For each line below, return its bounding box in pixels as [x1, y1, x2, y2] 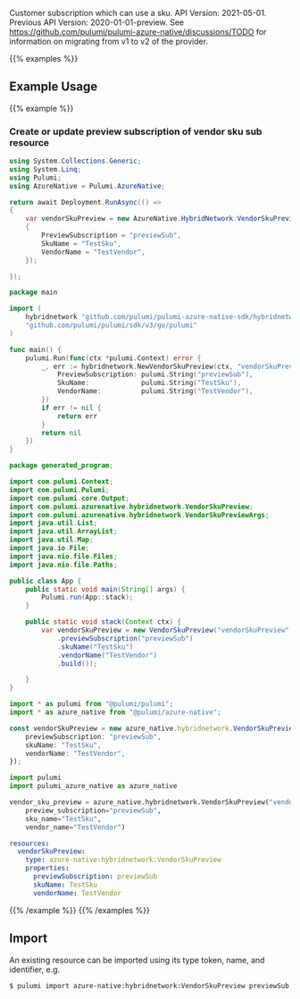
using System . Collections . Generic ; [9, 156, 142, 166]
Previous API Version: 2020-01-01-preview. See [9, 17, 185, 28]
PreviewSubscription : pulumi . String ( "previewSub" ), [56, 370, 254, 379]
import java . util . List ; [9, 518, 98, 528]
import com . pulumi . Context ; [9, 477, 114, 486]
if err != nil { [41, 403, 102, 412]
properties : [25, 864, 70, 873]
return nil [41, 428, 82, 437]
